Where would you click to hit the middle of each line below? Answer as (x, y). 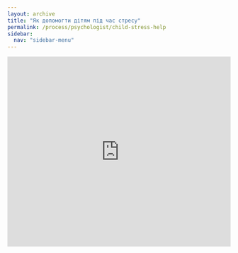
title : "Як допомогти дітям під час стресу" (74, 21)
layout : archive (31, 14)
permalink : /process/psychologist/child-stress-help (87, 27)
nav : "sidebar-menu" (44, 40)
